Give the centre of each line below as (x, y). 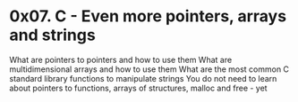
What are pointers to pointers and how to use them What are (121, 59)
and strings (52, 35)
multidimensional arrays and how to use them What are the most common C (149, 69)
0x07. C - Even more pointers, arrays (148, 16)
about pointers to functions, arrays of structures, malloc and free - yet (138, 88)
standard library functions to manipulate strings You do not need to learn (143, 78)
